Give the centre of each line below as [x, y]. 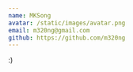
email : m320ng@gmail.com [49, 30]
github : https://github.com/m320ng [67, 38]
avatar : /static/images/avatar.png [67, 23]
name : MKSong [30, 15]
